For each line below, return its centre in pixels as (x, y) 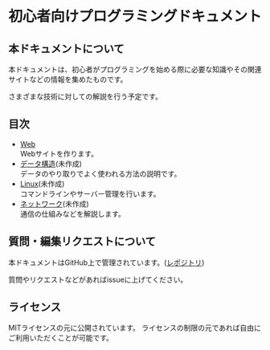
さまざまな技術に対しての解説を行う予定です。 (86, 96)
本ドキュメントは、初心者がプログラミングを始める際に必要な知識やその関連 (135, 69)
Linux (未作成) (42, 183)
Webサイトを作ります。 (59, 153)
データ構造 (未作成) (51, 163)
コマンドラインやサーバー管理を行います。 (90, 193)
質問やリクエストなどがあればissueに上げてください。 (98, 279)
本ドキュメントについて (66, 49)
